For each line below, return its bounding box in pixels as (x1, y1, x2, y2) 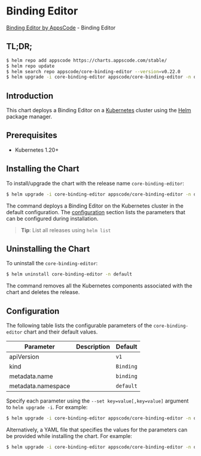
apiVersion (9, 353, 39, 361)
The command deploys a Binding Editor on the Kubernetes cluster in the (6, 202, 184, 209)
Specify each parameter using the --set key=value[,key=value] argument (6, 397, 189, 404)
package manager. (6, 113, 53, 121)
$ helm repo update (6, 63, 55, 69)
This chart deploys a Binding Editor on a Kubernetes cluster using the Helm (6, 107, 191, 114)
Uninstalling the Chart (6, 244, 90, 254)
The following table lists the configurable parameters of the (6, 322, 153, 329)
